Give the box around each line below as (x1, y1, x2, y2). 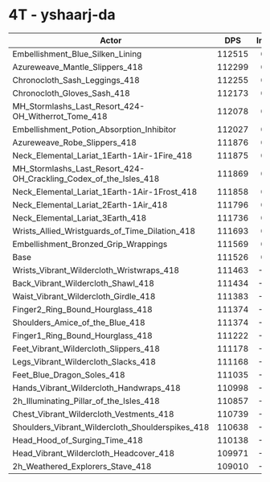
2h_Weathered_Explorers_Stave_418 (12, 460, 152, 472)
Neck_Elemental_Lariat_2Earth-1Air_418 (12, 199, 168, 210)
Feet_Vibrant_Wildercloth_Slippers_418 (12, 343, 161, 354)
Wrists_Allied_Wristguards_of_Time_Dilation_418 (12, 225, 195, 237)
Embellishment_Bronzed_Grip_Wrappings (12, 238, 168, 249)
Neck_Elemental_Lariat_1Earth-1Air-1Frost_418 (12, 186, 198, 197)
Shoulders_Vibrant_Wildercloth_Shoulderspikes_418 (12, 421, 210, 432)
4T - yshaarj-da (8, 6, 116, 24)
